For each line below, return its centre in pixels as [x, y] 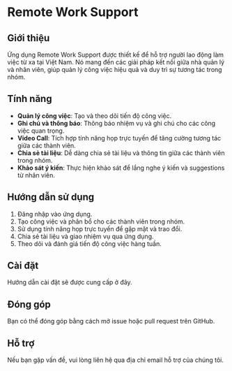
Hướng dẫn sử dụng [51, 197]
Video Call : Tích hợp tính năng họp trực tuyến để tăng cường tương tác [119, 138]
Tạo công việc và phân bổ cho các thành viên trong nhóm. [101, 221]
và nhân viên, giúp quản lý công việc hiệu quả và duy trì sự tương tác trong [115, 70]
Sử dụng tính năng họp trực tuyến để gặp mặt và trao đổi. [100, 228]
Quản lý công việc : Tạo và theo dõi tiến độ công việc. [94, 115]
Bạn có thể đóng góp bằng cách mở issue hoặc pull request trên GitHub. [111, 321]
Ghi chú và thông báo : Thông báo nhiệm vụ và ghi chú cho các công [116, 123]
